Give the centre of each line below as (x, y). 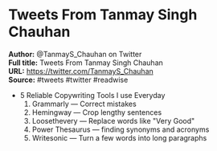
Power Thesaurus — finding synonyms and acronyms (121, 129)
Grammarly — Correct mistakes (84, 104)
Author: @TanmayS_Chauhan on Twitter (75, 54)
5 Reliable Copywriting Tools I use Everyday (92, 95)
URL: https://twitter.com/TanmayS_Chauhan (81, 71)
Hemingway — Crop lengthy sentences (97, 112)
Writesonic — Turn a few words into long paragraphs (119, 137)
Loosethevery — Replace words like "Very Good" (113, 120)
